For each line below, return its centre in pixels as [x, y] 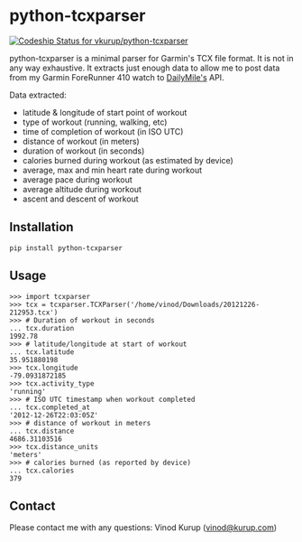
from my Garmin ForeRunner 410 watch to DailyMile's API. [117, 77]
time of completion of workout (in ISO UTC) [103, 131]
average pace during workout [77, 179]
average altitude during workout [82, 189]
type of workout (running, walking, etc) [95, 122]
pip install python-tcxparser [66, 248]
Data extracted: [38, 95]
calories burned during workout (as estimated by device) [128, 160]
